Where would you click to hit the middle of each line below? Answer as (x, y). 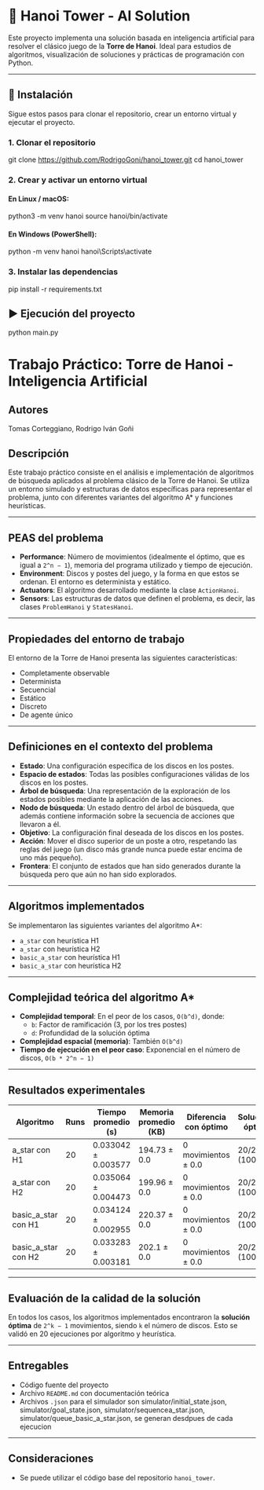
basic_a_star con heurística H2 (70, 965)
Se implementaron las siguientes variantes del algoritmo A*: (105, 925)
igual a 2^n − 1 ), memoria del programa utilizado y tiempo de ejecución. (136, 566)
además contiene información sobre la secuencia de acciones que (127, 815)
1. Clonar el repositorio (52, 142)
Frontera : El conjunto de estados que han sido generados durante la (130, 866)
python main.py (33, 332)
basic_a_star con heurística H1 (70, 957)
